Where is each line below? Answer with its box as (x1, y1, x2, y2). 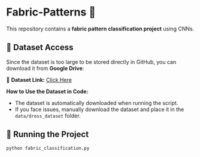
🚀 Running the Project (6, 130, 89, 140)
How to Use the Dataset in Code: (6, 88, 89, 95)
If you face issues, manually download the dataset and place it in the (14, 106, 184, 113)
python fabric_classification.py (6, 145, 90, 151)
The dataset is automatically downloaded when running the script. (14, 99, 178, 106)
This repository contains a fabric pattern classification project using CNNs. (6, 25, 195, 32)
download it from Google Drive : (6, 64, 84, 72)
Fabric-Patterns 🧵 (6, 5, 96, 19)
